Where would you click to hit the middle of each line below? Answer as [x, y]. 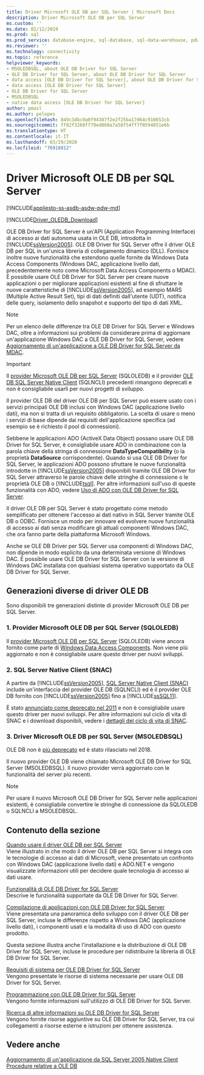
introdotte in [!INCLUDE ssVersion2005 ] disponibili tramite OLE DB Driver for [101, 470]
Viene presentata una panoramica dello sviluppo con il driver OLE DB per [97, 914]
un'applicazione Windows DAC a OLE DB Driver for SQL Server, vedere [95, 339]
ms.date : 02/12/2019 [32, 29]
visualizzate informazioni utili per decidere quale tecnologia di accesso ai [98, 871]
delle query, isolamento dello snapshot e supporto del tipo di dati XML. [95, 303]
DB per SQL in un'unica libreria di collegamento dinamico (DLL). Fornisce [98, 251]
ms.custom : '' [24, 23]
